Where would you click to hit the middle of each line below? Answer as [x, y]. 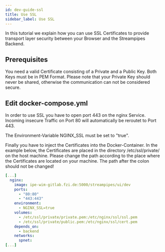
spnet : [25, 241]
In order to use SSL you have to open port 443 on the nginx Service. [75, 115]
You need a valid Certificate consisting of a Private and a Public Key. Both [81, 72]
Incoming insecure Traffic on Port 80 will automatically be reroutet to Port [81, 121]
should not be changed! [29, 166]
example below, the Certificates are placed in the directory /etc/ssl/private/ [82, 150]
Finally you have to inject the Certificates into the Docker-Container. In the [81, 145]
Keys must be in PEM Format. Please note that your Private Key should [78, 77]
